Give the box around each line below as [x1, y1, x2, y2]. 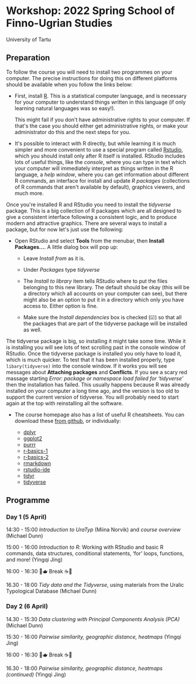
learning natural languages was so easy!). [14, 104, 116, 112]
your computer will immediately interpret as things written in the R [14, 165, 174, 172]
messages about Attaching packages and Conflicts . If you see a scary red [6, 368, 187, 375]
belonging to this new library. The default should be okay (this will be [23, 283, 190, 290]
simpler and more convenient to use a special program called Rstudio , [14, 146, 183, 153]
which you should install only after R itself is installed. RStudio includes [14, 152, 185, 159]
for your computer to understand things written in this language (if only [14, 98, 186, 105]
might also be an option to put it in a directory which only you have [23, 296, 184, 303]
